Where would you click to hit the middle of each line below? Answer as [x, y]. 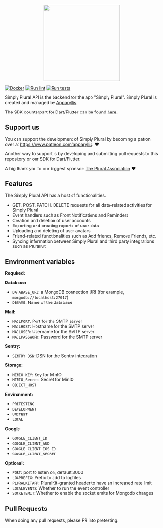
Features [19, 184]
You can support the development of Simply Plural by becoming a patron [78, 139]
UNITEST [20, 415]
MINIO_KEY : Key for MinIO [37, 375]
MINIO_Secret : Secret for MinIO [43, 380]
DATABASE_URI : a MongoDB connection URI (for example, [68, 292]
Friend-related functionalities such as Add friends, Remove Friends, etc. [84, 236]
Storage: [14, 365]
